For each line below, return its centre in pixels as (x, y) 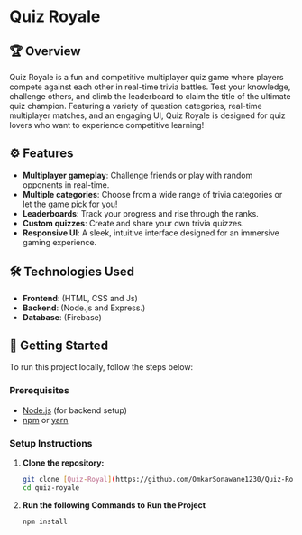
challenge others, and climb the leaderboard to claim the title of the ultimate (150, 96)
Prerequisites (39, 391)
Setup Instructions (51, 443)
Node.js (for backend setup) (75, 410)
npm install (45, 521)
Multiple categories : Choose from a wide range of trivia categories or (152, 194)
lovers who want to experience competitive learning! (107, 125)
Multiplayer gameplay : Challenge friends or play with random (137, 175)
